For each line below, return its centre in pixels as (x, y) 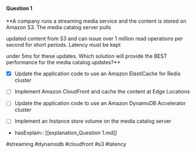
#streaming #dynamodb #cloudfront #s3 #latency (66, 144)
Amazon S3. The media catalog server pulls (59, 27)
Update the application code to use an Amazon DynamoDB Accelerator (100, 103)
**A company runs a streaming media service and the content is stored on (96, 21)
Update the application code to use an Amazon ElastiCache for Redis (97, 74)
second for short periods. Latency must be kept (63, 45)
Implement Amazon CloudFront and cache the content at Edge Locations (102, 92)
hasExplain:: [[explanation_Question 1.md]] (66, 133)
